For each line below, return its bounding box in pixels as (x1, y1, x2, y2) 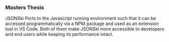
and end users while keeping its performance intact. (5, 31, 114, 37)
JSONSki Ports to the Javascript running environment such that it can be (5, 15, 156, 21)
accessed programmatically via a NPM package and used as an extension (5, 20, 159, 26)
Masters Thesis (5, 4, 44, 11)
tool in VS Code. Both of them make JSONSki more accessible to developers (5, 26, 164, 32)
